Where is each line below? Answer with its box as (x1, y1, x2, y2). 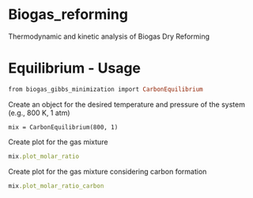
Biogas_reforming (8, 6, 129, 24)
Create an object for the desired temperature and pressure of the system (8, 99, 245, 109)
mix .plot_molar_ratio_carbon (8, 181, 104, 190)
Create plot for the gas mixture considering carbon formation (8, 166, 207, 176)
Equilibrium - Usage (8, 59, 141, 77)
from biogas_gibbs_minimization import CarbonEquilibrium (8, 85, 203, 93)
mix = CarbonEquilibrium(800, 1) (8, 123, 119, 131)
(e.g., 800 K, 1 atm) (8, 108, 70, 118)
